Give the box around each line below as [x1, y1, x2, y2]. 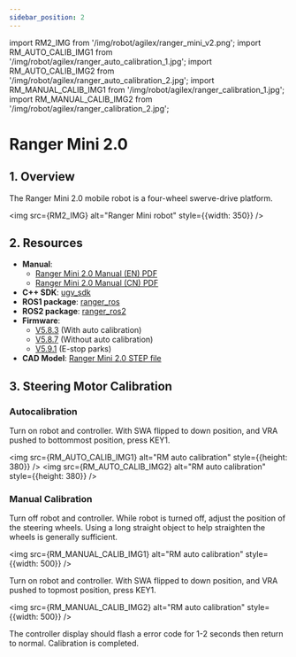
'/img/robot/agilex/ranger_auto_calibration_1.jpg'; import [9, 56, 212, 66]
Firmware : [21, 315, 61, 326]
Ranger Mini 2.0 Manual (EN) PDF [34, 268, 157, 279]
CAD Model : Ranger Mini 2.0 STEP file [21, 353, 162, 364]
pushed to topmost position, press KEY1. [9, 585, 156, 596]
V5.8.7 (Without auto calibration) [34, 334, 154, 345]
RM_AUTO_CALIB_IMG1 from [9, 46, 113, 58]
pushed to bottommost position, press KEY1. [9, 435, 171, 445]
